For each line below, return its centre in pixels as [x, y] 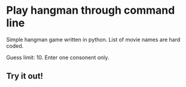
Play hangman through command [91, 10]
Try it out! [25, 76]
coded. [15, 46]
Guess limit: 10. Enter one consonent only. [58, 57]
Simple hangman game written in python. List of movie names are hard [93, 39]
